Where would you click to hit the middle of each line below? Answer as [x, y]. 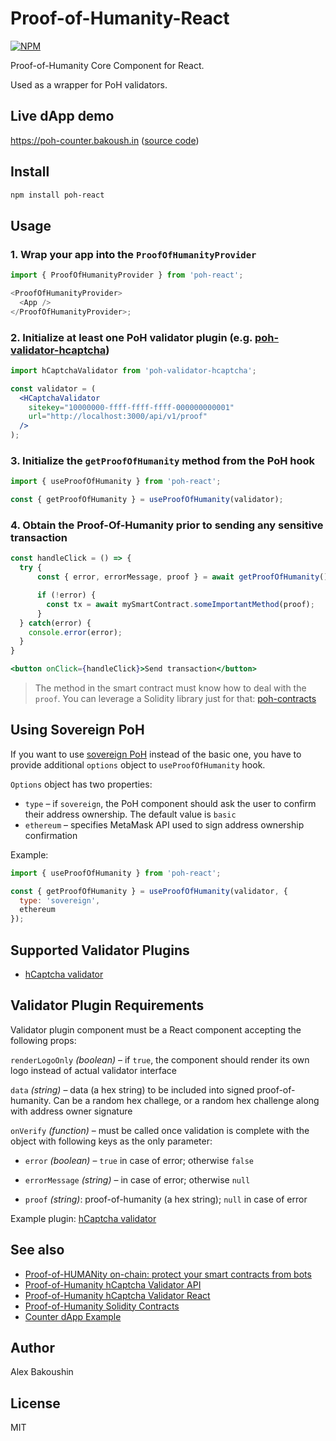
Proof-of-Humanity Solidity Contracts [102, 1306]
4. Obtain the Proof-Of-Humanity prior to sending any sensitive [167, 525]
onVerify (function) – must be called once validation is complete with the [160, 1130]
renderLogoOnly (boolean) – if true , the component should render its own [160, 1059]
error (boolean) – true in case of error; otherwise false [139, 1160]
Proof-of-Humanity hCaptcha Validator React [117, 1295]
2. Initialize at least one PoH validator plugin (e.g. [131, 337]
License [35, 1403]
